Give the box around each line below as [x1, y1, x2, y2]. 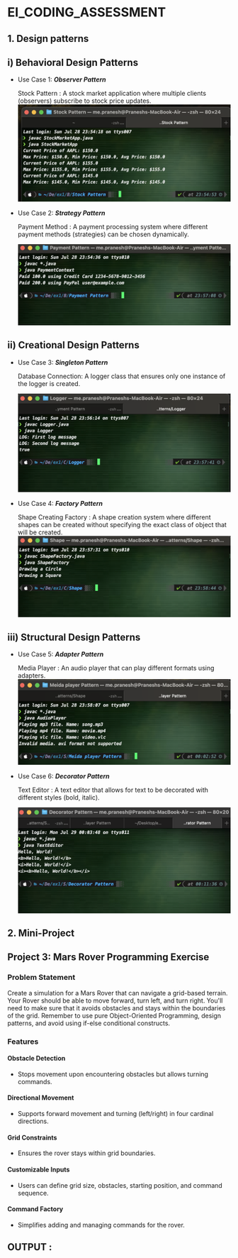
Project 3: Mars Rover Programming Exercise [7, 951, 210, 964]
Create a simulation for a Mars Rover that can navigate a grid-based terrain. [7, 988, 228, 997]
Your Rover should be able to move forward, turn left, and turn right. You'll [7, 996, 223, 1005]
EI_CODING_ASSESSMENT [7, 4, 166, 21]
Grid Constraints [7, 1133, 57, 1142]
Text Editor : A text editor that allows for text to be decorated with [17, 785, 209, 794]
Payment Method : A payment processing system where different [17, 222, 208, 231]
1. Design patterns [7, 33, 89, 45]
